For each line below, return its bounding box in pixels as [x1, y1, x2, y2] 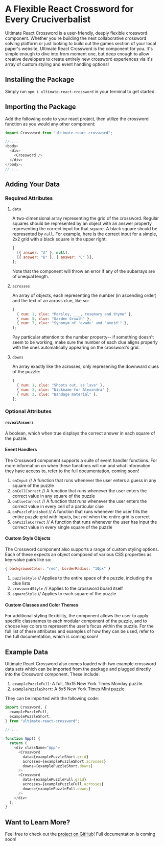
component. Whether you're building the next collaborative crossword [5, 35, 147, 41]
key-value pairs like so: [5, 557, 52, 563]
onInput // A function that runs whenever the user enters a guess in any [12, 477, 157, 483]
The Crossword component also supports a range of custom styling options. [5, 546, 159, 552]
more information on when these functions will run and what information [5, 462, 151, 468]
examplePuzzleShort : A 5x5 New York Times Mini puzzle [12, 686, 125, 692]
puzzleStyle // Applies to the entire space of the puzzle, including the [12, 575, 153, 581]
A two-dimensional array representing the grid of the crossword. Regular [12, 216, 159, 221]
